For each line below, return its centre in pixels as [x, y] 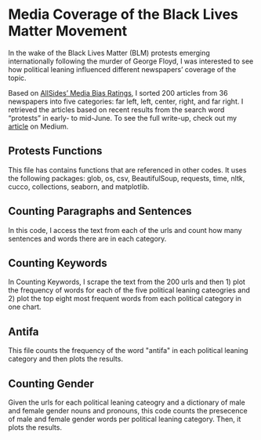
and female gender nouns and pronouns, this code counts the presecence [128, 411]
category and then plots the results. [66, 359]
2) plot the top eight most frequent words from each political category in [125, 299]
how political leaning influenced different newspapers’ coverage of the [122, 69]
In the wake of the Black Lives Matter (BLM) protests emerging [109, 53]
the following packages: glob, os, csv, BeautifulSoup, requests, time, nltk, [127, 178]
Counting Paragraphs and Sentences [100, 211]
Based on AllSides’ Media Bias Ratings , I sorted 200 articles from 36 [118, 93]
